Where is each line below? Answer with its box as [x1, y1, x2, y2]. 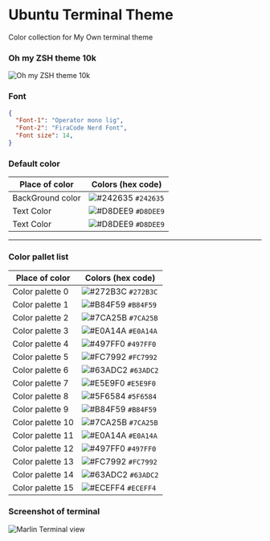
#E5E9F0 [127, 378, 157, 388]
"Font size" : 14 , [15, 131, 74, 140]
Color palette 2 [12, 312, 69, 323]
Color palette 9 [12, 403, 69, 415]
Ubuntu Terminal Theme [8, 6, 174, 24]
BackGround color [12, 192, 81, 204]
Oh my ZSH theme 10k [8, 52, 96, 64]
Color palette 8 [12, 390, 69, 402]
